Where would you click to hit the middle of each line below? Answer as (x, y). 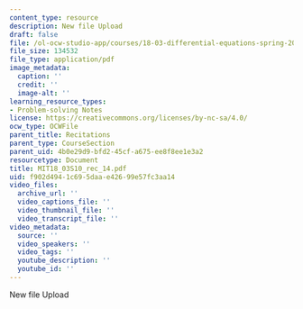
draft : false (34, 34)
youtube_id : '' (46, 269)
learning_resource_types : (58, 101)
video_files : (34, 186)
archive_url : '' (48, 194)
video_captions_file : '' (64, 202)
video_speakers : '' (54, 244)
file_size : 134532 (44, 51)
